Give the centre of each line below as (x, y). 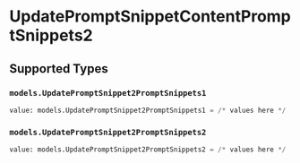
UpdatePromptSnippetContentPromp (150, 17)
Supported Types (59, 69)
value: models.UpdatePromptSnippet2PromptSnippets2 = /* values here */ (148, 150)
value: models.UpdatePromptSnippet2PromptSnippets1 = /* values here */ (148, 110)
